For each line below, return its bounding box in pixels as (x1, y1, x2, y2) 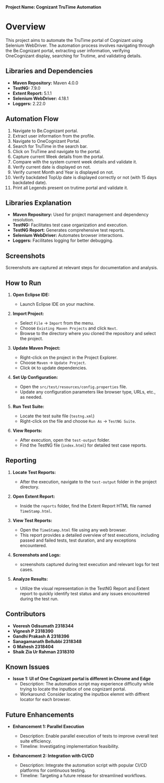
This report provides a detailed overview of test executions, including (20, 532, 160, 538)
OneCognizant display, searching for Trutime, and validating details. (5, 53, 142, 59)
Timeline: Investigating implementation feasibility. (20, 744, 119, 749)
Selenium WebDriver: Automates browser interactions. (12, 233, 124, 238)
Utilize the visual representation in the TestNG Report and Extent (20, 585, 150, 591)
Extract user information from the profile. (12, 133, 95, 138)
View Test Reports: (12, 517, 53, 523)
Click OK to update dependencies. (20, 365, 87, 371)
